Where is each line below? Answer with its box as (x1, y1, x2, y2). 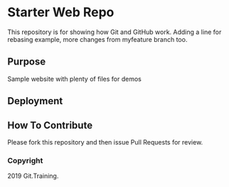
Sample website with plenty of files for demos (7, 74, 142, 83)
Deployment (7, 95, 63, 107)
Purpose (7, 56, 46, 68)
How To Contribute (7, 119, 93, 131)
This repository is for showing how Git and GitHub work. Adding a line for (7, 28, 222, 36)
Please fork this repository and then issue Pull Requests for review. (7, 137, 203, 146)
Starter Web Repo (7, 4, 114, 21)
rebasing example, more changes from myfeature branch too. (7, 35, 188, 43)
